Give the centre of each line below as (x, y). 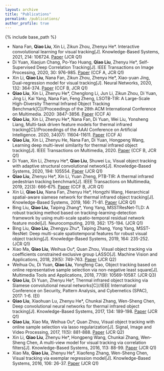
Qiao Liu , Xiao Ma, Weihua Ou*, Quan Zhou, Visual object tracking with (83, 322)
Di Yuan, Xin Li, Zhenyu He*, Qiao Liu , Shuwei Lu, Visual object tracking (84, 161)
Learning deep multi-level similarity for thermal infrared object (75, 145)
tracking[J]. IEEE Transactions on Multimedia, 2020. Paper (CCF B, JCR (84, 151)
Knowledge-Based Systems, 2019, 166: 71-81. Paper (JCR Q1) (74, 202)
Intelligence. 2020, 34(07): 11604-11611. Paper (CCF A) (67, 135)
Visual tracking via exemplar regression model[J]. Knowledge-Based (81, 358)
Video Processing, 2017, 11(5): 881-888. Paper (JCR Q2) (68, 332)
